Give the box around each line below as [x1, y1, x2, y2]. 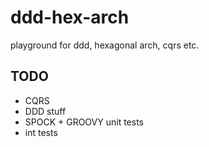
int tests [24, 126, 58, 138]
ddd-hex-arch [10, 6, 130, 29]
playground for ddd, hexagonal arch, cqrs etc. [10, 39, 200, 51]
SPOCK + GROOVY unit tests [24, 116, 144, 128]
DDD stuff [24, 105, 67, 117]
